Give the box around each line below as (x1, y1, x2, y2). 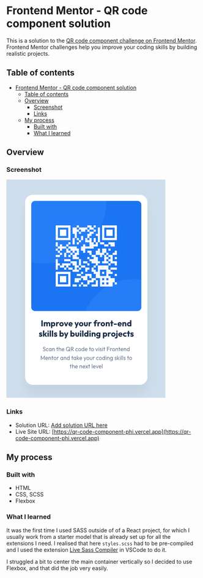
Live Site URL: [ (15, 428, 54, 435)
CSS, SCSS (15, 491, 44, 498)
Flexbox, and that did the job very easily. (6, 564, 108, 572)
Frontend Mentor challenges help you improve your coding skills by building (6, 43, 197, 51)
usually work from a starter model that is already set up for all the (6, 533, 171, 540)
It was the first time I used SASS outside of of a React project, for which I (6, 527, 190, 534)
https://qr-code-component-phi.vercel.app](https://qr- (54, 428, 191, 435)
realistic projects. (6, 50, 50, 57)
